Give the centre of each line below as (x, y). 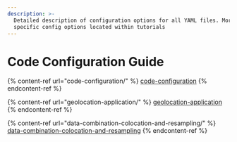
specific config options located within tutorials (90, 27)
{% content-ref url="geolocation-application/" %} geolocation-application (115, 102)
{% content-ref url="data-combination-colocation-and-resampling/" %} (112, 123)
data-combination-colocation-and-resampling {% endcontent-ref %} (108, 131)
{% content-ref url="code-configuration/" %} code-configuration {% (107, 81)
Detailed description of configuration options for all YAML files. (116, 20)
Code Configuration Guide (86, 62)
